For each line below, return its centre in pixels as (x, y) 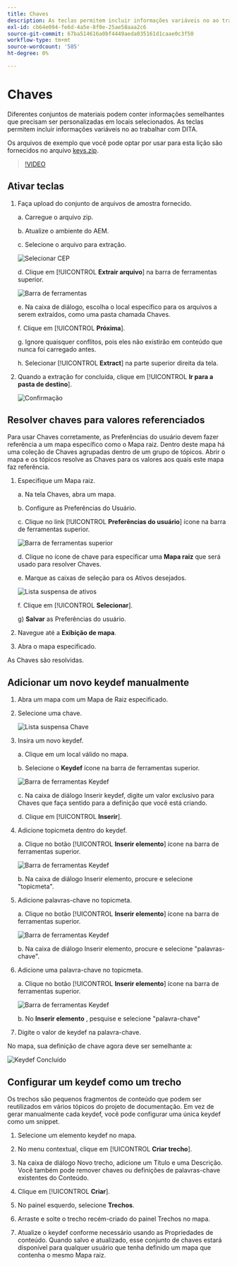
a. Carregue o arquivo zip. (55, 217)
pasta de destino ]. (45, 384)
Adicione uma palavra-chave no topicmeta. (80, 970)
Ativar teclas (36, 186)
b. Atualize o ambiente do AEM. (63, 231)
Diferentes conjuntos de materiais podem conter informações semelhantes (116, 114)
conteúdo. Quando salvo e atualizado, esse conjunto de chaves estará (120, 1240)
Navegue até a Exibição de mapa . (67, 633)
